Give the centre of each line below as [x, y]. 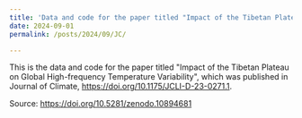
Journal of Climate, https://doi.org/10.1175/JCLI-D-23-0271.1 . [121, 87]
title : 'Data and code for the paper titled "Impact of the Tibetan [140, 17]
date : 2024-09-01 [42, 26]
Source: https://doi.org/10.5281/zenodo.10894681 [101, 104]
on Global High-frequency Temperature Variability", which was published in [149, 77]
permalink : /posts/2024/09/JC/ [68, 34]
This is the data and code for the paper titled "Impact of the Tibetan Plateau [149, 67]
